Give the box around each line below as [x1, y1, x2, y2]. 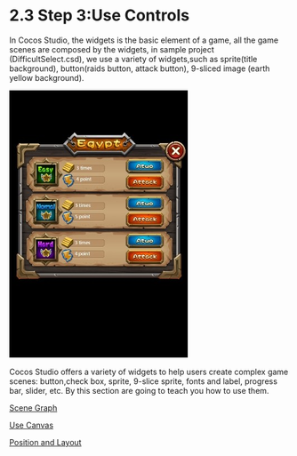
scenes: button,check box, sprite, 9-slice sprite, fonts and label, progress [9, 375, 278, 387]
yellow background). [9, 72, 84, 83]
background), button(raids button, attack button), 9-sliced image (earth [9, 63, 270, 74]
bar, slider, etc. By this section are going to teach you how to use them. [9, 385, 269, 396]
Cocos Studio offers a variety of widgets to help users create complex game [9, 366, 289, 377]
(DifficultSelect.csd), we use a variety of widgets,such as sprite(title [9, 53, 258, 64]
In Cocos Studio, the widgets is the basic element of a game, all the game [9, 35, 278, 45]
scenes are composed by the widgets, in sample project [9, 44, 215, 54]
